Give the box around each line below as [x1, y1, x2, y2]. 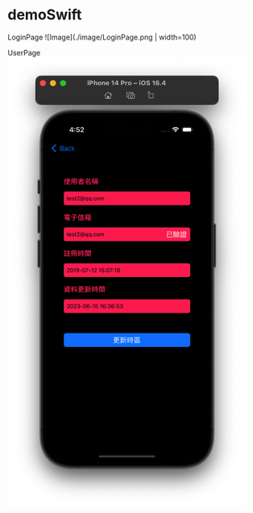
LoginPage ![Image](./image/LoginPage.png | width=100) [7, 32, 197, 42]
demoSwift [7, 6, 82, 24]
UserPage [7, 48, 41, 57]
